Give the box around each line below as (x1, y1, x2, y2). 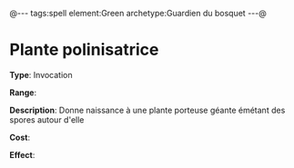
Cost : (9, 132, 30, 143)
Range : (9, 86, 37, 98)
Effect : (9, 149, 35, 160)
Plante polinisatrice (9, 40, 159, 60)
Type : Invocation (9, 69, 73, 80)
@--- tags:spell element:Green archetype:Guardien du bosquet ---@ (9, 8, 267, 18)
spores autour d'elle (9, 114, 85, 125)
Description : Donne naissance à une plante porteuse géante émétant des (9, 104, 286, 115)
